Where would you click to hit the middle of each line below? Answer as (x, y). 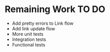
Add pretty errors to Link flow (43, 23)
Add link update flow (34, 28)
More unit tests (28, 34)
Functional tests (29, 44)
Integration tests (29, 39)
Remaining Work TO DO (55, 9)
